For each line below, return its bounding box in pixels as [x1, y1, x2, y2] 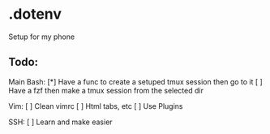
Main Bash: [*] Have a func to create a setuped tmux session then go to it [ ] [8, 76, 264, 86]
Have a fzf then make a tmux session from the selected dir [8, 85, 204, 95]
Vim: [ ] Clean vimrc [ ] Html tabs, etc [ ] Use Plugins [8, 101, 183, 110]
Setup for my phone [8, 32, 75, 41]
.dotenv [8, 5, 62, 24]
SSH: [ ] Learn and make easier [8, 117, 113, 127]
